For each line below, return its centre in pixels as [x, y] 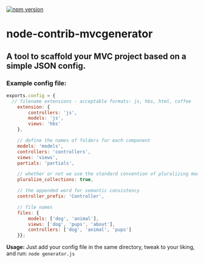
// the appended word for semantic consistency [78, 191]
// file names [35, 207]
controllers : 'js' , [53, 112]
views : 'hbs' [45, 124]
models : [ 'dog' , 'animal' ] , [63, 219]
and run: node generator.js [41, 254]
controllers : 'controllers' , [54, 152]
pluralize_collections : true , [56, 180]
